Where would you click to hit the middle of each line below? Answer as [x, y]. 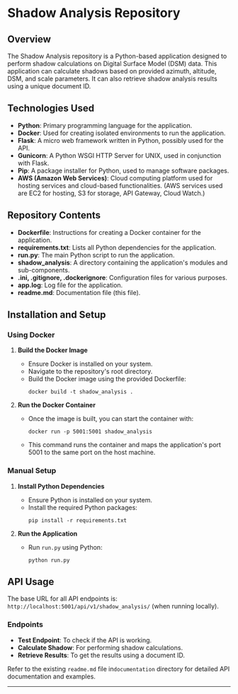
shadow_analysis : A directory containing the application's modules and [123, 262]
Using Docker [31, 335]
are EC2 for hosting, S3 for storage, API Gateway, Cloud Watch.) [111, 193]
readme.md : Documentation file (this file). [79, 292]
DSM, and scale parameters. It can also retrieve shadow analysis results [112, 79]
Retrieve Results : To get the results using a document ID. [101, 655]
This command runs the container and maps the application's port [125, 445]
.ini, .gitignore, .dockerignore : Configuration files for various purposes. [123, 277]
